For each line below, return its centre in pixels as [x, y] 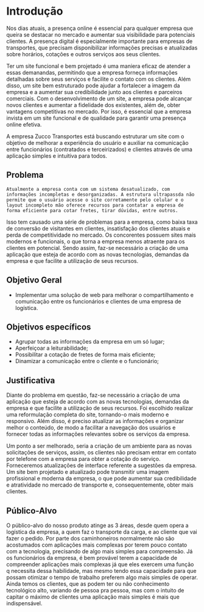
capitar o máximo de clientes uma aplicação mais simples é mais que [93, 597]
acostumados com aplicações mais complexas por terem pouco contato [97, 545]
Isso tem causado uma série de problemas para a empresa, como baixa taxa [102, 222]
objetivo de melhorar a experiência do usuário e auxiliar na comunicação [97, 142]
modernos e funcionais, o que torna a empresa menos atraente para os [96, 241]
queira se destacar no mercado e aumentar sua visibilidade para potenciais [101, 34]
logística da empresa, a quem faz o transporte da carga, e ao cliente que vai [102, 532]
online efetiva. [24, 124]
